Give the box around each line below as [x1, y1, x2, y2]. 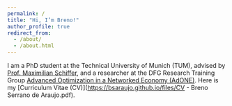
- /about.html [13, 42, 54, 49]
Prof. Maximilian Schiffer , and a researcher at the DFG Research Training [7, 69, 215, 77]
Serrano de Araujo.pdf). [7, 91, 75, 99]
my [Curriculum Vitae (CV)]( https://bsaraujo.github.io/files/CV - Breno [7, 84, 208, 91]
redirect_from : [7, 29, 52, 37]
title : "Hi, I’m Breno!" [7, 17, 79, 24]
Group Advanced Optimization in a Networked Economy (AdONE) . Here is [7, 76, 219, 84]
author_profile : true [7, 23, 70, 30]
